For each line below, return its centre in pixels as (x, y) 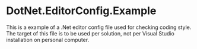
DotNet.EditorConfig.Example (81, 11)
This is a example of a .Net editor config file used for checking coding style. (99, 27)
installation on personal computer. (48, 40)
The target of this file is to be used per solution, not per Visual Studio (90, 33)
